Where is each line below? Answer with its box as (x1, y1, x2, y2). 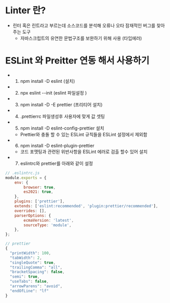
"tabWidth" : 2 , (10, 255, 42, 260)
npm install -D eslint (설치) (20, 78, 75, 84)
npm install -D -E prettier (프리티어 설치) (20, 101, 103, 107)
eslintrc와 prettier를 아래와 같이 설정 (20, 160, 93, 166)
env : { (14, 180, 29, 185)
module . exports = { (5, 175, 47, 180)
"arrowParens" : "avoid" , (10, 284, 63, 289)
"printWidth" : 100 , (10, 250, 51, 256)
